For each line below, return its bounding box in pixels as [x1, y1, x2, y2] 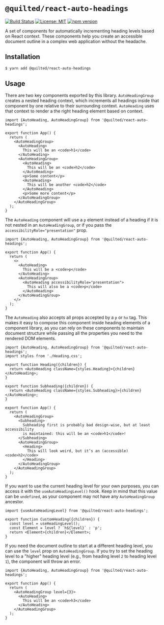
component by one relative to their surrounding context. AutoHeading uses [5, 103, 155, 109]
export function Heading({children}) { [5, 362, 87, 367]
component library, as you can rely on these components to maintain [5, 325, 144, 331]
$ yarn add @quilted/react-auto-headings [5, 66, 91, 70]
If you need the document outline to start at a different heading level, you [5, 543, 153, 549]
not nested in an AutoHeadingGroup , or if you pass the [5, 222, 112, 228]
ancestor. [5, 499, 24, 505]
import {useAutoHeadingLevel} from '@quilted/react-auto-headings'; [5, 508, 148, 514]
